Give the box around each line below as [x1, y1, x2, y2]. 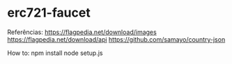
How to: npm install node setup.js [7, 49, 103, 57]
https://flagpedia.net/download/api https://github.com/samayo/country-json [7, 35, 226, 43]
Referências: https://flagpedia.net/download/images [7, 28, 157, 36]
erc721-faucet [7, 5, 91, 21]
